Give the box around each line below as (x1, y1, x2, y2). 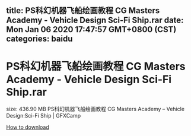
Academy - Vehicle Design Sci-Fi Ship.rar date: (6, 15, 184, 26)
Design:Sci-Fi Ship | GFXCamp (6, 112, 81, 119)
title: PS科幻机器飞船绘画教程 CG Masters (6, 5, 160, 16)
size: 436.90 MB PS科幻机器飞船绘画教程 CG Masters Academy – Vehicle (6, 106, 185, 113)
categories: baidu (6, 34, 73, 44)
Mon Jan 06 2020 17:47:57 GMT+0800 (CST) (6, 24, 177, 34)
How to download (6, 124, 49, 131)
